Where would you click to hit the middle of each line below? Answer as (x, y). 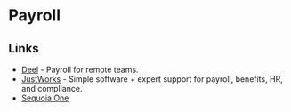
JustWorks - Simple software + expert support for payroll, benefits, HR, (152, 79)
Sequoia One (45, 98)
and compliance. (52, 88)
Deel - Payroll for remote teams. (80, 69)
